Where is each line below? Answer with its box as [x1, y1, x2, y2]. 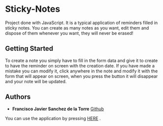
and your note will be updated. [5, 78, 67, 84]
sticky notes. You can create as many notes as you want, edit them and [5, 25, 149, 31]
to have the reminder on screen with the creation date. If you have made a [5, 63, 155, 68]
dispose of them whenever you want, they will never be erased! [5, 30, 134, 36]
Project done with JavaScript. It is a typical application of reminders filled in [5, 20, 158, 26]
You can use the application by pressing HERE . [5, 115, 101, 121]
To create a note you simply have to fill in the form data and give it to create [5, 58, 158, 63]
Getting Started [5, 44, 54, 53]
